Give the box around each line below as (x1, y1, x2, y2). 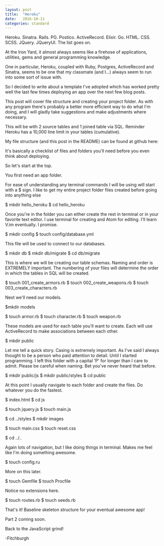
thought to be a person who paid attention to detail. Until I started (5, 352, 137, 359)
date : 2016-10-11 (5, 16, 45, 21)
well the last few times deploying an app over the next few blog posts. (5, 89, 146, 95)
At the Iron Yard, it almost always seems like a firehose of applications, (5, 49, 148, 55)
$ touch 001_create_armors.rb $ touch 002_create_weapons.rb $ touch (5, 280, 149, 286)
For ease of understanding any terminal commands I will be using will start (5, 182, 155, 188)
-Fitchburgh (5, 535, 29, 541)
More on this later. (5, 469, 42, 475)
